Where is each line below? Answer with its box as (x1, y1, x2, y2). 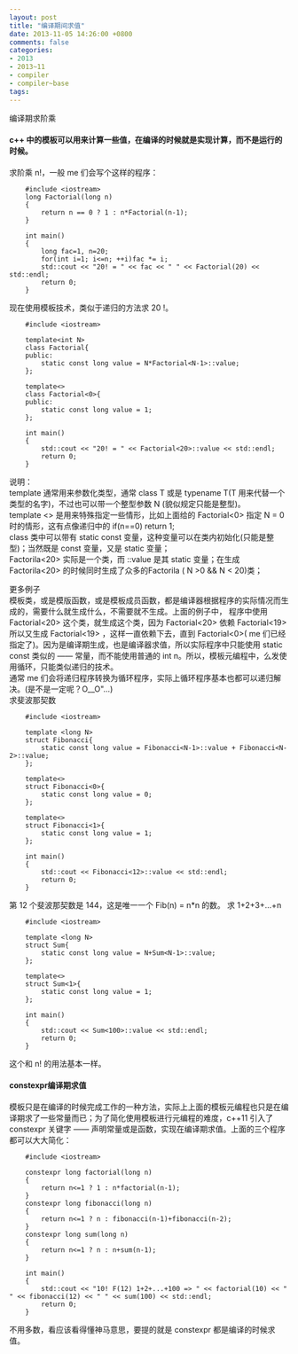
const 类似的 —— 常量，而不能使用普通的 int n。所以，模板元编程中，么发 (9, 650, 279, 661)
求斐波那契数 (9, 694, 56, 705)
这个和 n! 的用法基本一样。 (9, 1058, 106, 1068)
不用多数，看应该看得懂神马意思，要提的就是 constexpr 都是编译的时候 (9, 1324, 268, 1334)
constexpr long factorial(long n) (25, 1168, 153, 1177)
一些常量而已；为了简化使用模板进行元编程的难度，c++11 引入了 (39, 1112, 273, 1123)
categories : (9, 46, 53, 55)
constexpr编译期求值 (9, 1080, 87, 1091)
